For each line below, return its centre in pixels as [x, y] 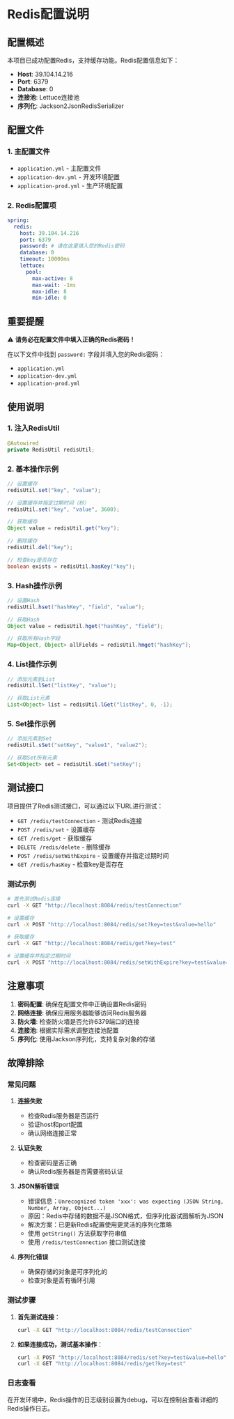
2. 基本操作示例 [33, 469]
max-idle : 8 [50, 291]
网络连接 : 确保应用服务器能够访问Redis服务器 [82, 1013]
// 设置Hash [23, 600]
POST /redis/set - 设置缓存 [56, 829]
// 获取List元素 [29, 698]
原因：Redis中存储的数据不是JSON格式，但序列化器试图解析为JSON [126, 1216]
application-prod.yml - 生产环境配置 [70, 185]
